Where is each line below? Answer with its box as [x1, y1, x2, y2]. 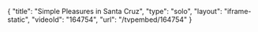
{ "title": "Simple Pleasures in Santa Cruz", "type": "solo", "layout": [7, 7, 222, 16]
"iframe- [223, 7, 252, 16]
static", [7, 15, 31, 24]
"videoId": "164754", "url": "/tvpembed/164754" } [32, 15, 193, 24]
